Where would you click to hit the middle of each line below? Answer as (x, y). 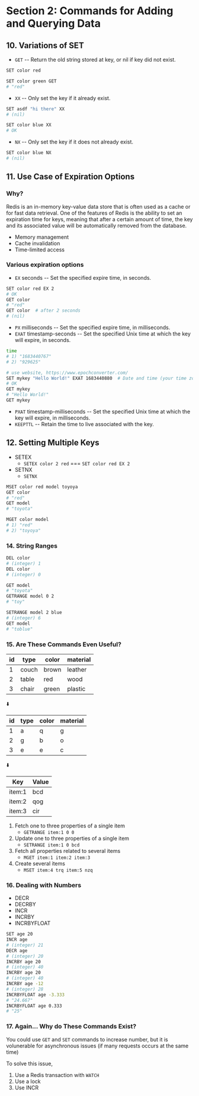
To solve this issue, (30, 1063)
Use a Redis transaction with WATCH (57, 1075)
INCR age (17, 940)
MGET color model (28, 520)
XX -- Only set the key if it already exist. (62, 98)
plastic (76, 689)
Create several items (40, 863)
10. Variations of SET (45, 45)
